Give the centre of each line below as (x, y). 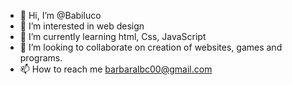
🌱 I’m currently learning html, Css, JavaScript (113, 36)
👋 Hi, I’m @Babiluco (60, 15)
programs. (41, 58)
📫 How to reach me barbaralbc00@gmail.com (116, 69)
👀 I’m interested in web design (82, 26)
